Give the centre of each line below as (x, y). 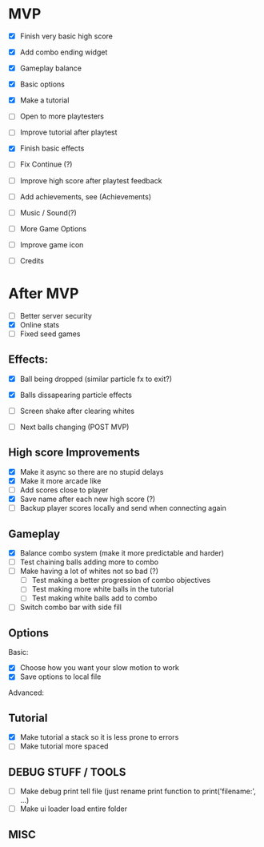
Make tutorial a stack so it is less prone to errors (99, 737)
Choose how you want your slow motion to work (100, 668)
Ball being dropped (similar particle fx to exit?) (96, 379)
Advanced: (26, 692)
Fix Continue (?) (46, 164)
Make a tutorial (44, 100)
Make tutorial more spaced (64, 746)
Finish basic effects (52, 148)
